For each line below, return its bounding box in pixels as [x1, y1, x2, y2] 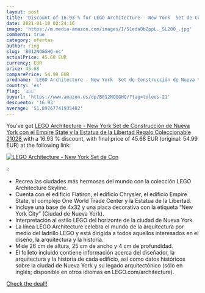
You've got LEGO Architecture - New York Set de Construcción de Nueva [6, 122, 190, 129]
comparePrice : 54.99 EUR [6, 71, 70, 77]
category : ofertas [6, 37, 53, 43]
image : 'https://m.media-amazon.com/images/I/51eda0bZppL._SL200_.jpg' [6, 26, 192, 32]
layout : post [6, 9, 40, 15]
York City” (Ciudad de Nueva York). [15, 210, 105, 217]
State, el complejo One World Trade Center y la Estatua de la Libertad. [15, 197, 192, 204]
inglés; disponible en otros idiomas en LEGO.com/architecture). [15, 268, 174, 275]
